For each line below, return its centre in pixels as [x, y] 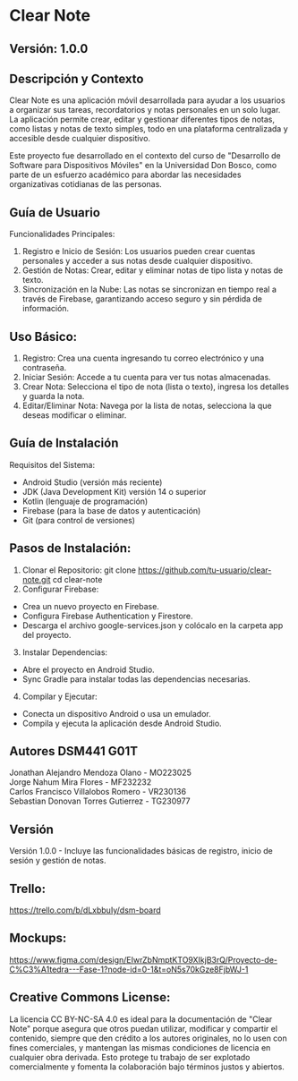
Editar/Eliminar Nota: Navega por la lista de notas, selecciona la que [147, 406]
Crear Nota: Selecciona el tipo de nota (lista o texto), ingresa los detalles [155, 387]
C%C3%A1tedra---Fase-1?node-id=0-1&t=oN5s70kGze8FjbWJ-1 [129, 969]
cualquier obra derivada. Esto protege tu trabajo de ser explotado [130, 1057]
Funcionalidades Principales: [62, 234]
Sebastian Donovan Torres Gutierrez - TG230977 [100, 801]
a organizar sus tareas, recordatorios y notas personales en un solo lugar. [145, 110]
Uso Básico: [43, 336]
